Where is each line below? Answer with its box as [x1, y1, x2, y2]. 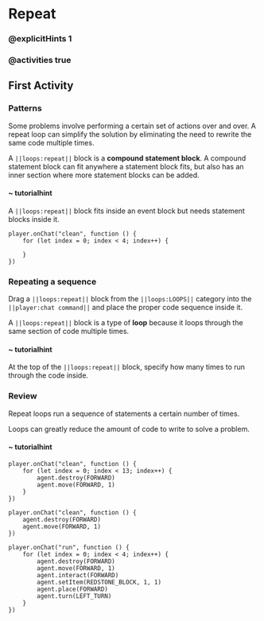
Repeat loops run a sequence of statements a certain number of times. [8, 409, 240, 418]
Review [8, 390, 37, 402]
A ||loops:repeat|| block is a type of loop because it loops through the [8, 318, 244, 328]
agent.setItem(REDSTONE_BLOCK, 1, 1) [37, 578, 161, 586]
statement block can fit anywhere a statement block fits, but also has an [8, 161, 244, 171]
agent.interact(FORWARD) [37, 571, 119, 579]
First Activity [8, 79, 74, 92]
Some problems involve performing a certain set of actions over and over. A [8, 121, 256, 130]
